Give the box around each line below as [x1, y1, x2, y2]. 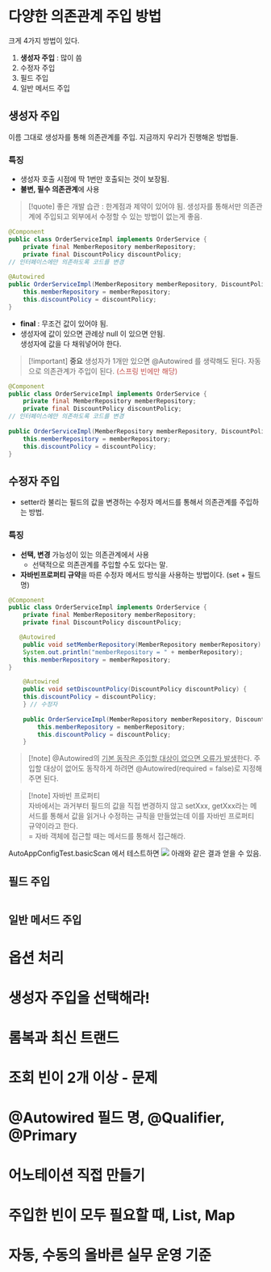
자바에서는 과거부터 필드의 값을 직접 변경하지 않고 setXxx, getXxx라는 [27, 801, 248, 811]
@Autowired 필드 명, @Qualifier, [8, 1109, 225, 1127]
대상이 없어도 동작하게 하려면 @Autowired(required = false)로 [43, 763, 241, 773]
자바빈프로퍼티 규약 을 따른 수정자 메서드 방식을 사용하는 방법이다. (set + [19, 569, 246, 579]
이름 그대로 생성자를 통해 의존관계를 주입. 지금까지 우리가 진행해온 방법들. [8, 132, 239, 142]
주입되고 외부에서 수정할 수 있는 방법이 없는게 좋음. [43, 212, 203, 222]
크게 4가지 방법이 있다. [8, 36, 80, 45]
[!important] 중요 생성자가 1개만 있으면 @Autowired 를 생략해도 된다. [27, 356, 247, 366]
